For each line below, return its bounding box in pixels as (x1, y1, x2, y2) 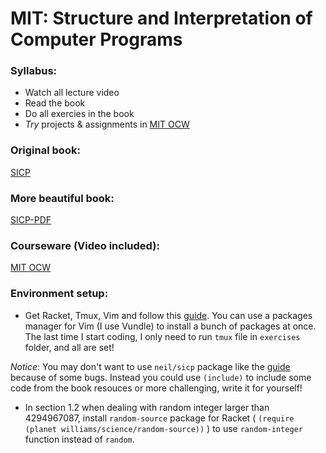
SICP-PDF (10, 214, 52, 226)
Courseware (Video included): (10, 239, 160, 252)
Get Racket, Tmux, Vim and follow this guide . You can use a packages (24, 309, 313, 321)
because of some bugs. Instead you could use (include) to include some (10, 371, 312, 383)
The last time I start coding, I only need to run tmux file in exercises (24, 330, 301, 342)
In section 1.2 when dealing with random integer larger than (24, 401, 270, 413)
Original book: (10, 143, 81, 157)
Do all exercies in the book (24, 108, 135, 120)
